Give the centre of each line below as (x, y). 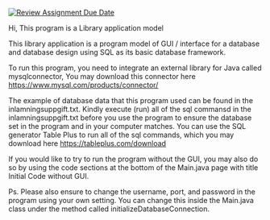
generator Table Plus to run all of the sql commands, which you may (121, 135)
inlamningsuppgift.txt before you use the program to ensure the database (130, 118)
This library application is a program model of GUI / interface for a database (134, 44)
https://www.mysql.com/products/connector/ (83, 85)
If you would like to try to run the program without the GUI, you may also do (133, 159)
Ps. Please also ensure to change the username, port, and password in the (132, 192)
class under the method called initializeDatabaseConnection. (109, 209)
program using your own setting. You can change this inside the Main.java (131, 200)
